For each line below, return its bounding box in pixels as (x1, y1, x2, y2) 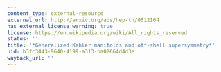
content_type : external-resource (7, 10, 104, 17)
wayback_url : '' (7, 55, 54, 62)
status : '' (7, 36, 39, 43)
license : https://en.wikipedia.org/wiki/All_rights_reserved (7, 29, 188, 36)
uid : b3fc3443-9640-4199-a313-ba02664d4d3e (7, 49, 135, 56)
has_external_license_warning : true (7, 23, 113, 29)
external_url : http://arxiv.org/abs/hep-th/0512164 (7, 16, 159, 23)
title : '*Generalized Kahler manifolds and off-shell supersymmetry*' (7, 42, 215, 49)
